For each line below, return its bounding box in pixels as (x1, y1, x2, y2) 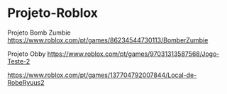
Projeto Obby (7, 49, 46, 58)
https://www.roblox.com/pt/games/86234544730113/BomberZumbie (7, 35, 209, 44)
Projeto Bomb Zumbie (7, 28, 71, 37)
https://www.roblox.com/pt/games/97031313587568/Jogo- (47, 49, 220, 58)
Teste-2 (7, 57, 31, 65)
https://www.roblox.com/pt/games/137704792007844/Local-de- (7, 71, 197, 79)
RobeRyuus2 (7, 78, 45, 86)
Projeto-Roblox (7, 5, 98, 21)
